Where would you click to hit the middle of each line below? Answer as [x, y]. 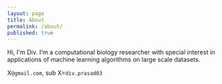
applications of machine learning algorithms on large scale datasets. [104, 60]
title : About [26, 20]
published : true [30, 33]
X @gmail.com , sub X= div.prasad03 [55, 73]
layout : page [26, 13]
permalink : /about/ [35, 26]
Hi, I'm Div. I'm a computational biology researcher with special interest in [111, 52]
